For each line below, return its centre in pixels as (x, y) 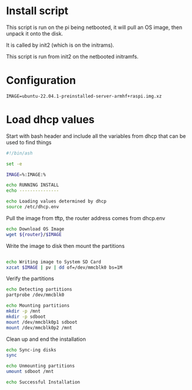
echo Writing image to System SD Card (54, 262)
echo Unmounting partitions (41, 366)
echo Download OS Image (35, 229)
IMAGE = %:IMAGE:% (26, 175)
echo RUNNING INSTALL (33, 185)
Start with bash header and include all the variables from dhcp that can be (96, 136)
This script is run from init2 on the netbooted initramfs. (72, 56)
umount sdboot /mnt (30, 372)
